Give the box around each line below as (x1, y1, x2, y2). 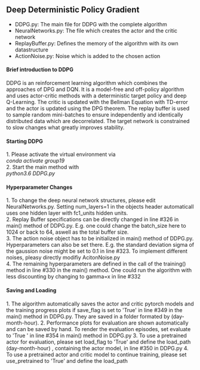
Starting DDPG (6, 137, 44, 145)
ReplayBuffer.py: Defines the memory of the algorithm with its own (14, 39, 179, 47)
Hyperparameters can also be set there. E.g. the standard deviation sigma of (6, 241, 195, 249)
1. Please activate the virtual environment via (6, 151, 116, 158)
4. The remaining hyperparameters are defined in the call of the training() (6, 260, 186, 268)
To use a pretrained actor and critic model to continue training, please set (6, 351, 187, 358)
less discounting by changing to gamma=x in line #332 (6, 273, 141, 280)
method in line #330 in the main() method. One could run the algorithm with (6, 267, 192, 274)
